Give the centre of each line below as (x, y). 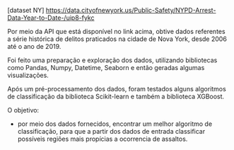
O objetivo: (23, 110)
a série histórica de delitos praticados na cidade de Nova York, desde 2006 (117, 39)
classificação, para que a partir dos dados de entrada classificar (111, 131)
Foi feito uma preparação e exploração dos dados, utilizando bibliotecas (112, 60)
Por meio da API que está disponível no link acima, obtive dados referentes (116, 31)
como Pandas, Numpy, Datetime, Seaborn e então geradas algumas (106, 68)
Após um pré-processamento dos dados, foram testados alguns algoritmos (117, 89)
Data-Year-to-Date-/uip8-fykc (51, 18)
